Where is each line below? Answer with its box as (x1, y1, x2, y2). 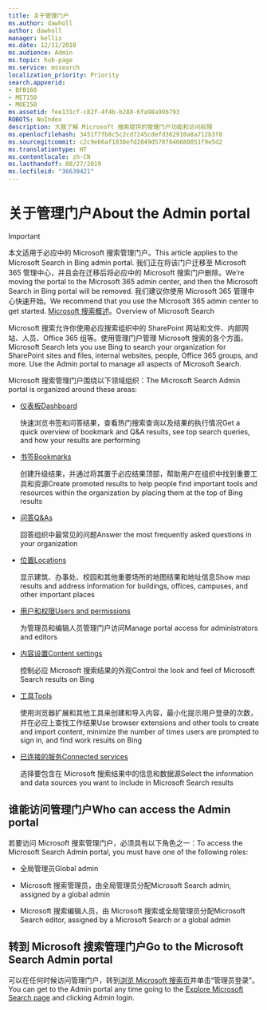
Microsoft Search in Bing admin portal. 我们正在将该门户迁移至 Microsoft (8, 257, 246, 267)
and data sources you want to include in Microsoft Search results (19, 778, 234, 787)
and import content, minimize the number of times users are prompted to (19, 727, 259, 736)
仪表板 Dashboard (19, 401, 78, 410)
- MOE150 (8, 101, 37, 109)
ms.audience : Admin (8, 49, 73, 57)
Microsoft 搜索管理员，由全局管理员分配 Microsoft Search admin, (19, 880, 232, 890)
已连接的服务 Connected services (19, 751, 129, 761)
